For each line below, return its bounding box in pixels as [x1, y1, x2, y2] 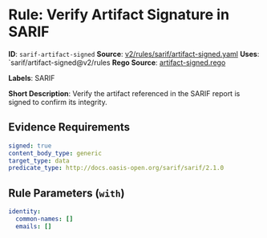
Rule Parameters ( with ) [8, 186, 125, 200]
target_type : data [8, 156, 70, 165]
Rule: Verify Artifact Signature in [8, 6, 230, 24]
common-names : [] [15, 215, 74, 223]
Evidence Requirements [8, 120, 131, 134]
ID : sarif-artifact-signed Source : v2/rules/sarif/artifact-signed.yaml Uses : [8, 49, 260, 58]
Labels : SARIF [8, 73, 55, 83]
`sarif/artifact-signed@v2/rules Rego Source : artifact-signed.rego [8, 58, 226, 67]
